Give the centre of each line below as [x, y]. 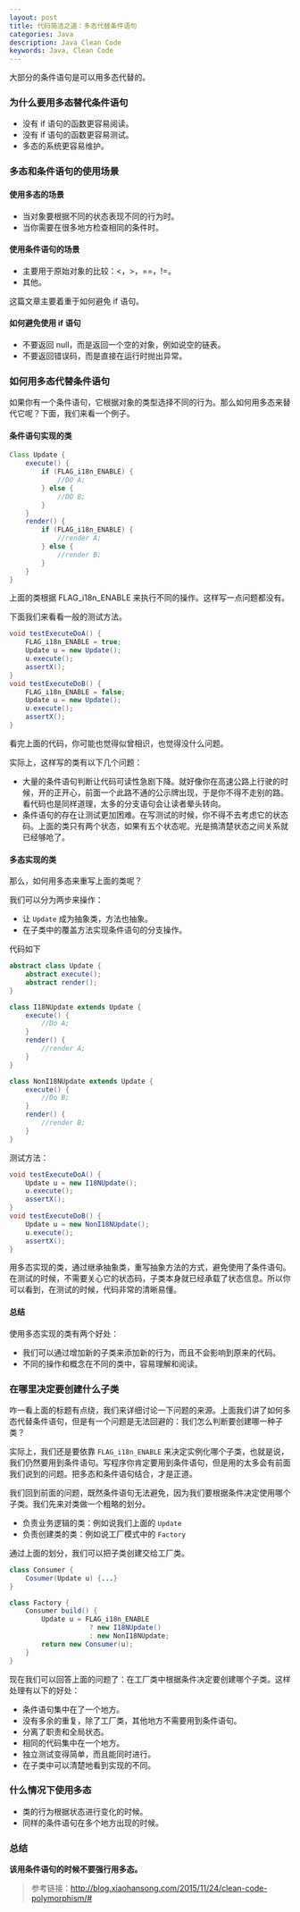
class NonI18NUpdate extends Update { [81, 1081]
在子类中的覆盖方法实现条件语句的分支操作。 [104, 930]
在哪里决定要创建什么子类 [64, 1388]
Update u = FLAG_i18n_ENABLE [96, 1619]
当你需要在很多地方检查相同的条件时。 [92, 227]
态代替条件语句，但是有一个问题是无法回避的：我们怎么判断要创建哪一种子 [146, 1421]
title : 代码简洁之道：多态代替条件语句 [73, 26]
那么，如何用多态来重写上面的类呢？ [76, 881]
